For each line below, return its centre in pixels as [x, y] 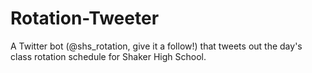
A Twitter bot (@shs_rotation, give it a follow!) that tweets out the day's [156, 46]
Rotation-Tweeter [85, 18]
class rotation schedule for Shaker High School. [108, 56]
